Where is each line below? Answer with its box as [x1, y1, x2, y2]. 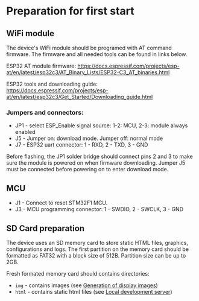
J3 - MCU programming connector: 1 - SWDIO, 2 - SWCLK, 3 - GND [14, 206, 184, 213]
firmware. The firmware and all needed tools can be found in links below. [6, 51, 188, 58]
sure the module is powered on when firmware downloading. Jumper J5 [6, 159, 186, 166]
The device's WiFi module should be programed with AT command [6, 44, 172, 51]
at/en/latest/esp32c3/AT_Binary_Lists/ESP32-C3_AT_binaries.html [6, 69, 170, 76]
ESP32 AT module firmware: [6, 62, 77, 69]
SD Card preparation [6, 223, 85, 233]
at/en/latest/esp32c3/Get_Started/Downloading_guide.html [6, 93, 153, 100]
